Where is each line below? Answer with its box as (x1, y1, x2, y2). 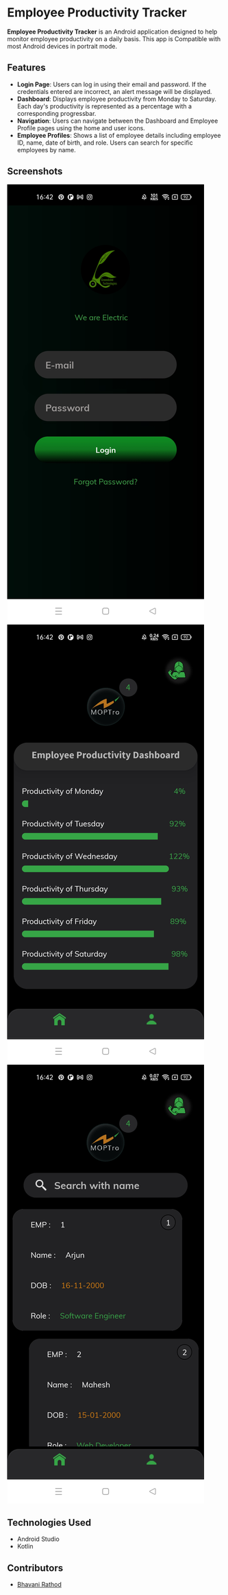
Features (7, 62, 46, 73)
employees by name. (16, 145, 77, 154)
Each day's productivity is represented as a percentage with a (16, 101, 192, 110)
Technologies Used (7, 1517, 91, 1528)
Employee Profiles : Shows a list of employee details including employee (16, 131, 221, 139)
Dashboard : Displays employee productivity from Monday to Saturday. (16, 95, 217, 103)
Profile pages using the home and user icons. (16, 123, 145, 132)
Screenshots (7, 166, 63, 178)
